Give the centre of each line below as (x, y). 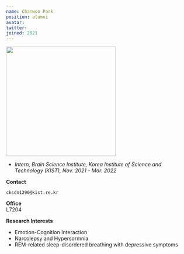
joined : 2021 (22, 33)
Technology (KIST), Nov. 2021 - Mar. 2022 (65, 171)
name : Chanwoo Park (30, 11)
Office (14, 203)
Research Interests (29, 221)
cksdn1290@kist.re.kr (32, 193)
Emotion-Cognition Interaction (51, 232)
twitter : (17, 28)
